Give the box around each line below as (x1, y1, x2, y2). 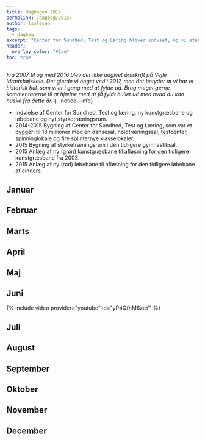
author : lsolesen (6, 20, 51, 26)
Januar (6, 185, 34, 195)
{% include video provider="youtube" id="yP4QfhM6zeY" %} (6, 304, 161, 311)
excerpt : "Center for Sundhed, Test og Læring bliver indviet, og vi (6, 37, 187, 43)
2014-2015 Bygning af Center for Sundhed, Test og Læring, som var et (15, 121, 192, 129)
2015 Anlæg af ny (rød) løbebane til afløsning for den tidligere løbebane (15, 160, 195, 168)
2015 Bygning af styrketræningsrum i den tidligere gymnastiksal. (15, 141, 178, 148)
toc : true (6, 54, 32, 60)
